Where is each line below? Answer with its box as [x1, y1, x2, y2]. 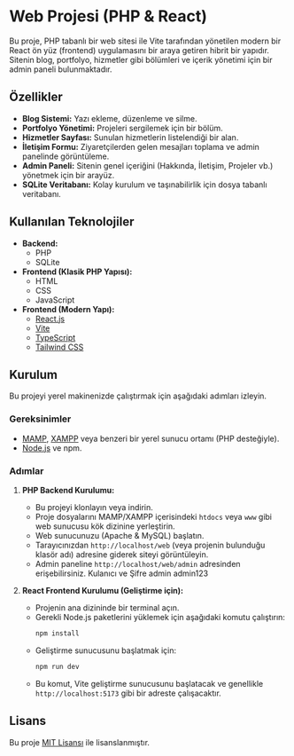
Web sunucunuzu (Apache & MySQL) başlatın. [35, 530, 205, 540]
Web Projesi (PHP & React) [9, 6, 208, 27]
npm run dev [35, 662, 80, 671]
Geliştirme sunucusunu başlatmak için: [35, 645, 177, 656]
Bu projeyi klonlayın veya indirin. [35, 501, 153, 512]
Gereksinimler [9, 413, 72, 425]
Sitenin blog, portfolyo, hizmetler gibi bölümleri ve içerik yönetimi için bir [9, 54, 273, 65]
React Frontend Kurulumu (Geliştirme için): [21, 585, 184, 595]
